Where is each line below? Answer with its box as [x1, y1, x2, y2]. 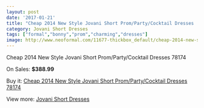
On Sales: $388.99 [6, 66, 55, 73]
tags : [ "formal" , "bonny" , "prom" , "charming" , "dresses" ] [6, 32, 148, 38]
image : [6, 37, 23, 43]
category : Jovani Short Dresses [6, 25, 88, 32]
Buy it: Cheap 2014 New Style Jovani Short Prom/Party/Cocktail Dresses [6, 77, 188, 84]
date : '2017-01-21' [6, 15, 56, 21]
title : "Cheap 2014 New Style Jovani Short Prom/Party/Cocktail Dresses [6, 20, 194, 26]
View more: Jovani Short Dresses [6, 95, 90, 103]
